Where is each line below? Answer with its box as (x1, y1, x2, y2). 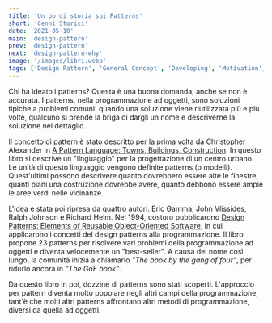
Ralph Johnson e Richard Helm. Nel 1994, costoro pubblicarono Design (8, 212, 245, 222)
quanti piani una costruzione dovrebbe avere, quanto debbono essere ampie (8, 179, 264, 189)
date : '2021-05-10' (8, 27, 74, 35)
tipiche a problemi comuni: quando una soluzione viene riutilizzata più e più (8, 103, 260, 113)
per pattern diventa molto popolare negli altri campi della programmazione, (8, 287, 259, 297)
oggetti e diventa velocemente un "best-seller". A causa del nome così (8, 246, 244, 256)
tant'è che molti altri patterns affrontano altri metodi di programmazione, (8, 296, 250, 306)
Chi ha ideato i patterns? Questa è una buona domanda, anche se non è (8, 86, 248, 96)
